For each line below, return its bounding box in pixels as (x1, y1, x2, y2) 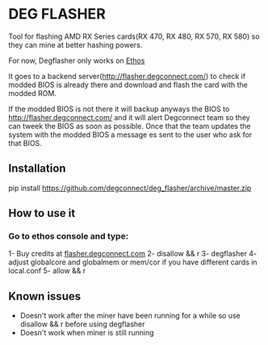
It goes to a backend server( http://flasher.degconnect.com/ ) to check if (8, 71, 246, 81)
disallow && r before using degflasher (19, 319, 145, 329)
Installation (8, 162, 66, 176)
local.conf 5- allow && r (8, 266, 86, 276)
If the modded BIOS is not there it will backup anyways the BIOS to (8, 104, 230, 114)
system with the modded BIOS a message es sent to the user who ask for (8, 130, 253, 139)
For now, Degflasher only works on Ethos (8, 56, 145, 65)
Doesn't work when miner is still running (19, 328, 155, 338)
